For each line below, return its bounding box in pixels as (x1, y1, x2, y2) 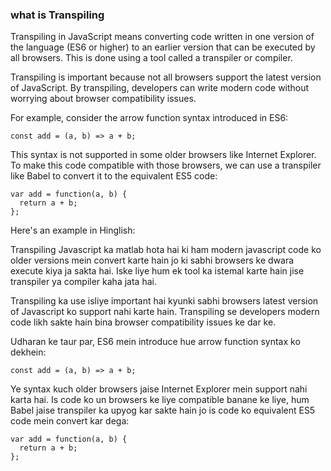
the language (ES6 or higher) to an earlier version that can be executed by (10, 41, 316, 53)
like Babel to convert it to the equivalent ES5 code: (10, 170, 218, 182)
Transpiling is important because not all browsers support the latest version (10, 71, 322, 83)
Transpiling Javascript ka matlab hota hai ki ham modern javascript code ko (10, 244, 322, 256)
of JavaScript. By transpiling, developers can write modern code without (10, 82, 310, 94)
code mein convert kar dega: (10, 415, 130, 427)
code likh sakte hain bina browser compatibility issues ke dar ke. (10, 316, 277, 328)
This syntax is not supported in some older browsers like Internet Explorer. (10, 149, 317, 161)
